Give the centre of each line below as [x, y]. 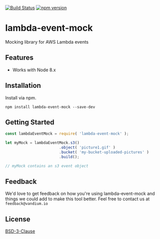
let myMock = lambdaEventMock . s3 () [42, 143]
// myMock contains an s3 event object [47, 166]
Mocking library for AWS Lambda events [47, 42]
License [18, 219]
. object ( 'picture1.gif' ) [87, 148]
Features [19, 58]
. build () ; [69, 157]
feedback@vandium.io [27, 204]
